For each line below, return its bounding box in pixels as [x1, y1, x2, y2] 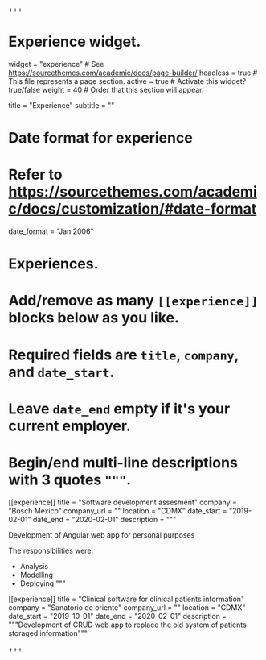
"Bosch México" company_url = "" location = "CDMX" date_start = [8, 505, 227, 516]
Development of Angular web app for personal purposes [8, 529, 195, 540]
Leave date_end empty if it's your [8, 400, 231, 417]
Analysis [19, 561, 49, 571]
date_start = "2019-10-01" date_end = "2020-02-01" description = [8, 611, 227, 621]
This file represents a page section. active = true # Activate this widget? [8, 76, 247, 85]
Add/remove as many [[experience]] [8, 292, 259, 310]
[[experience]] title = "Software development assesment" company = [8, 497, 237, 507]
